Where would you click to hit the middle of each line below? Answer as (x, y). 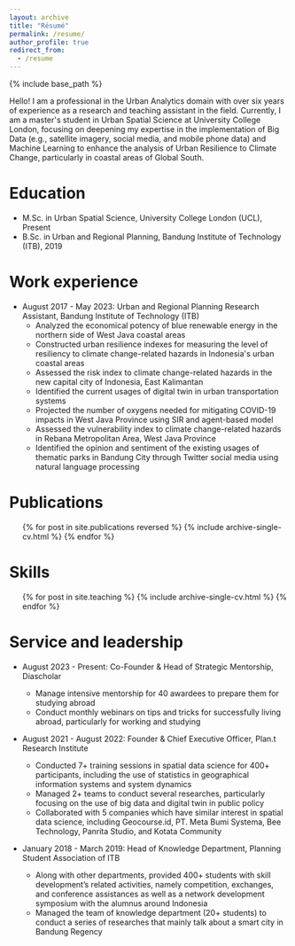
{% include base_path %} (56, 84)
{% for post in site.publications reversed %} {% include (123, 527)
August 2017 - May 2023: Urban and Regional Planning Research (140, 306)
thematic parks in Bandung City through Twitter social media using (157, 457)
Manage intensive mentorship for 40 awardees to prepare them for (157, 693)
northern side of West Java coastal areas (110, 334)
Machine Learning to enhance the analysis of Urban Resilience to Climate (143, 148)
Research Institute (55, 748)
